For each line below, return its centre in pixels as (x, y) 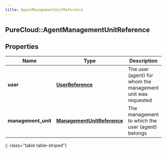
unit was (138, 94)
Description (143, 61)
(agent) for (141, 75)
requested (140, 100)
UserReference (75, 84)
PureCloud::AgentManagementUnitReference (78, 30)
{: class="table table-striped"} (36, 145)
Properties (22, 47)
